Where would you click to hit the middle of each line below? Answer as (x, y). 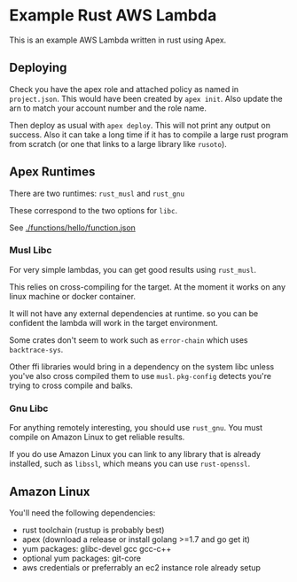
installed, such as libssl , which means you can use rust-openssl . (130, 464)
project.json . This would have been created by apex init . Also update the (146, 98)
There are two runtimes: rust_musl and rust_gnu (97, 193)
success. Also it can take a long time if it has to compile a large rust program (149, 135)
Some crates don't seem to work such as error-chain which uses (129, 340)
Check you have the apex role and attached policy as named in (124, 89)
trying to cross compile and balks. (71, 385)
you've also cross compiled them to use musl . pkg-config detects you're (141, 376)
